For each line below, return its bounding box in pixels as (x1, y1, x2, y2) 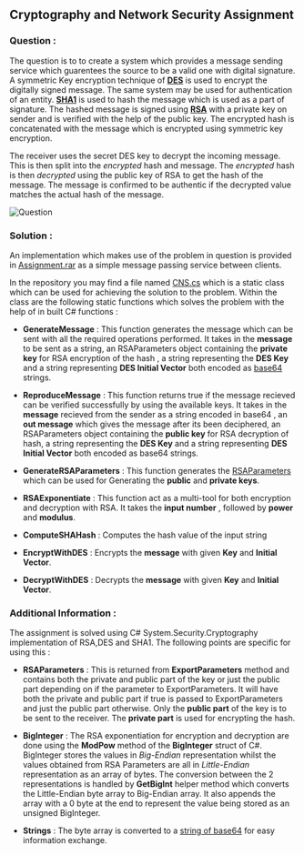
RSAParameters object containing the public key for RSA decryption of (22, 427, 289, 439)
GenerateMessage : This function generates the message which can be (22, 323, 294, 335)
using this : (9, 647, 51, 658)
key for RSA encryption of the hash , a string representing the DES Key (22, 352, 289, 363)
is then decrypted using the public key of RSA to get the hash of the (9, 169, 264, 180)
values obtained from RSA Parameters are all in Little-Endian (22, 759, 250, 770)
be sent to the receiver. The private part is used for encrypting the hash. (22, 713, 296, 724)
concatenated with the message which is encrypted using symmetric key (9, 123, 284, 134)
